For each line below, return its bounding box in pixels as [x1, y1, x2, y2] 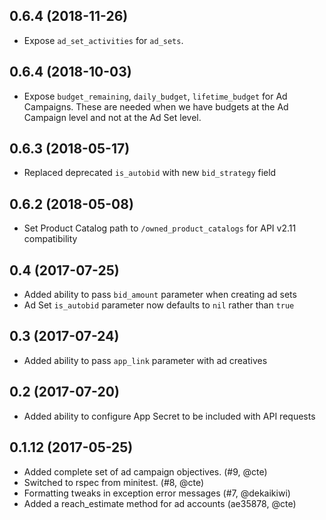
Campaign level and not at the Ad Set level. [23, 111, 202, 123]
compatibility [23, 233, 78, 245]
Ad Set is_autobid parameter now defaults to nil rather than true [23, 299, 295, 311]
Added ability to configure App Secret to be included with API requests [23, 410, 316, 422]
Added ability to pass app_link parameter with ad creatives [23, 354, 268, 366]
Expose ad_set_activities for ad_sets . [23, 34, 184, 46]
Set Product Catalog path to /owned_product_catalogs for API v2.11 [23, 222, 297, 234]
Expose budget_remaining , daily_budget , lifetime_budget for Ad [23, 90, 288, 102]
